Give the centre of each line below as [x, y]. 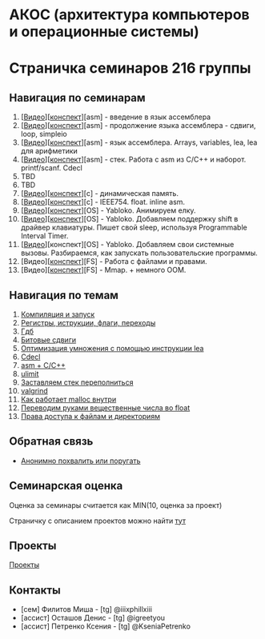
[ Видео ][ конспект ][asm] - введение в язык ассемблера [116, 117]
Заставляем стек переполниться [77, 382]
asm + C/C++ [43, 365]
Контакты [35, 590]
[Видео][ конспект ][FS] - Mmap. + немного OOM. [103, 270]
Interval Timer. [44, 236]
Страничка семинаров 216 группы [130, 68]
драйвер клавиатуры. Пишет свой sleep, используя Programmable [134, 228]
